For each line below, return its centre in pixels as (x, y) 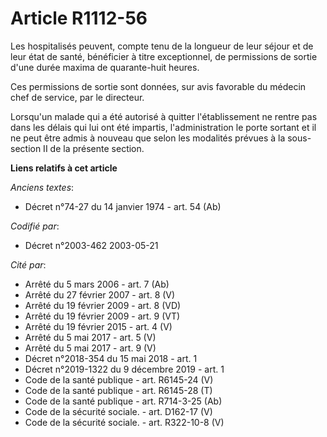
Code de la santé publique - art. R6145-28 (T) (118, 390)
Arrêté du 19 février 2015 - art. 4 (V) (98, 326)
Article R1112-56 (79, 18)
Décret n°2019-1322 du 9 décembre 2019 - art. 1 (124, 369)
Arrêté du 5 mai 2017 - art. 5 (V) (90, 337)
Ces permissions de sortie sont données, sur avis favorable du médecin (158, 86)
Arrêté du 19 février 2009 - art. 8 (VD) (103, 305)
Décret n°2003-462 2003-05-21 (91, 245)
